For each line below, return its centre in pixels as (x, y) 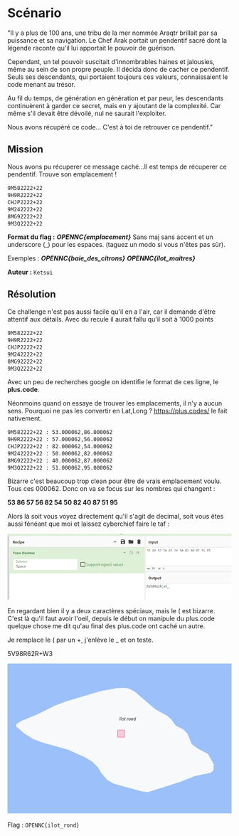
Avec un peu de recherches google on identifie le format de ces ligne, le (113, 381)
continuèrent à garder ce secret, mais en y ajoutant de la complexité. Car (114, 105)
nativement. (25, 418)
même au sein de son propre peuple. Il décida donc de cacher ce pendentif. (118, 69)
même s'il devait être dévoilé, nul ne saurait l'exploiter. (87, 113)
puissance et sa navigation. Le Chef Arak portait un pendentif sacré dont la (117, 40)
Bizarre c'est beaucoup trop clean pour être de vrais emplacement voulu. (115, 481)
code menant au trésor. (42, 84)
